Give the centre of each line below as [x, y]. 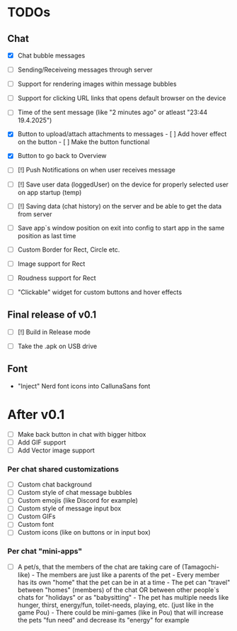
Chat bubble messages [51, 55]
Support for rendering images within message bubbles [97, 84]
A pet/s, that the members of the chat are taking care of [99, 566]
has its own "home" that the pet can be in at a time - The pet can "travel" [124, 582]
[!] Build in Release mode [54, 332]
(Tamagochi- [200, 566]
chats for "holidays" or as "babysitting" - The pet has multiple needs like [123, 597]
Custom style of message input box [69, 508]
